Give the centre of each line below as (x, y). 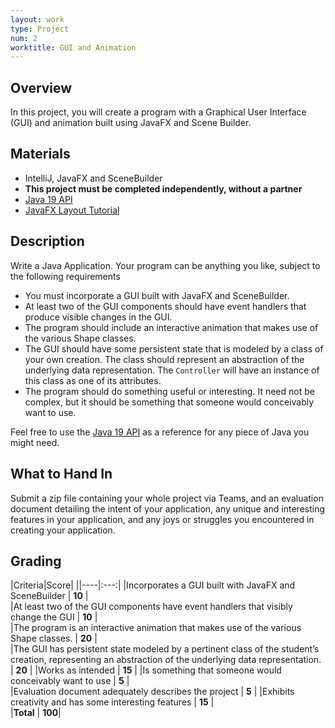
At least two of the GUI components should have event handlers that (165, 306)
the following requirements (65, 276)
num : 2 (24, 38)
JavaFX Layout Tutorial (72, 210)
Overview (41, 87)
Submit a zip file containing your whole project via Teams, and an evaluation (167, 498)
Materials (40, 154)
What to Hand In (61, 474)
